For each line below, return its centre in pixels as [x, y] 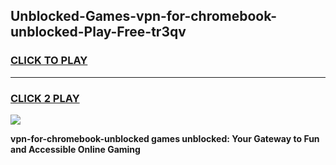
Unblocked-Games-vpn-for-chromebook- [144, 16]
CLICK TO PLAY [49, 61]
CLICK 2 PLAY [45, 98]
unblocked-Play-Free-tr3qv [98, 32]
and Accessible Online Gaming [75, 149]
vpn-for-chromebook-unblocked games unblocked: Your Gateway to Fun [165, 138]
